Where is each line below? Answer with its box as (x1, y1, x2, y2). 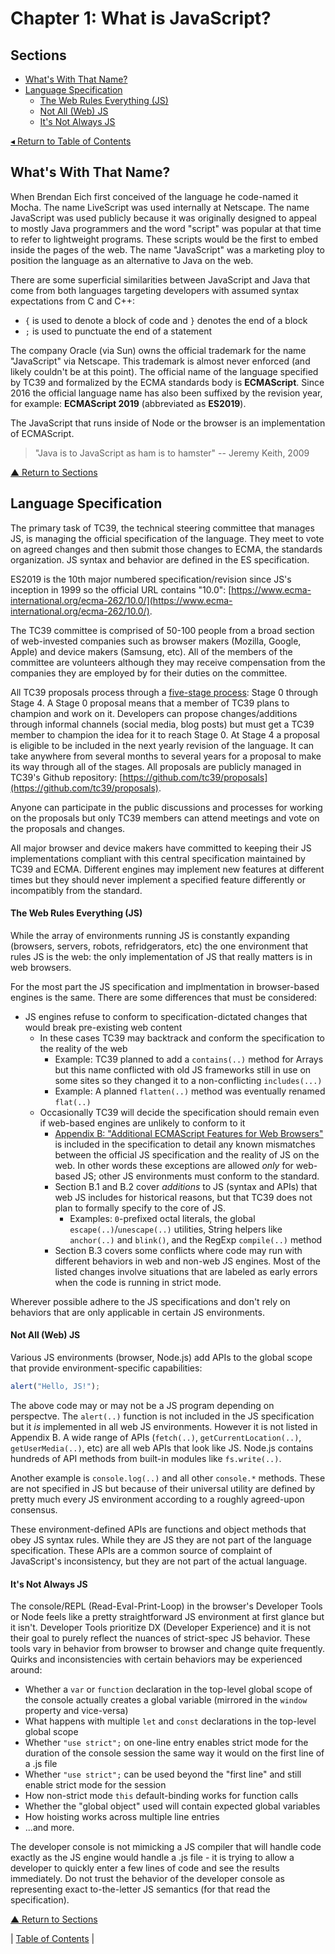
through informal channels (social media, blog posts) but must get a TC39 (10, 718, 315, 730)
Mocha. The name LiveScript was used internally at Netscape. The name (10, 201, 310, 213)
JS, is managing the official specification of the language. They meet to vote (10, 532, 325, 544)
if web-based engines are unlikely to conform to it (39, 1117, 246, 1129)
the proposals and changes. (10, 822, 126, 834)
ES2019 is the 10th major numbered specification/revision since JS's (10, 573, 292, 585)
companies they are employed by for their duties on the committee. (10, 667, 288, 679)
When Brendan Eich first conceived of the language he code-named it (10, 190, 299, 202)
